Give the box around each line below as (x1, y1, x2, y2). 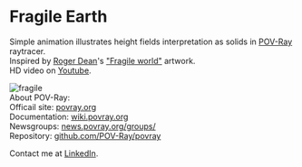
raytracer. (9, 45, 46, 56)
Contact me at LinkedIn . (9, 147, 99, 159)
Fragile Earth (9, 6, 108, 27)
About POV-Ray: (9, 92, 71, 103)
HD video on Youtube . (9, 65, 93, 76)
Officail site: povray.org (9, 101, 97, 112)
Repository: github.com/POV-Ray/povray (9, 130, 161, 141)
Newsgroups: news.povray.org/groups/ (9, 120, 156, 132)
